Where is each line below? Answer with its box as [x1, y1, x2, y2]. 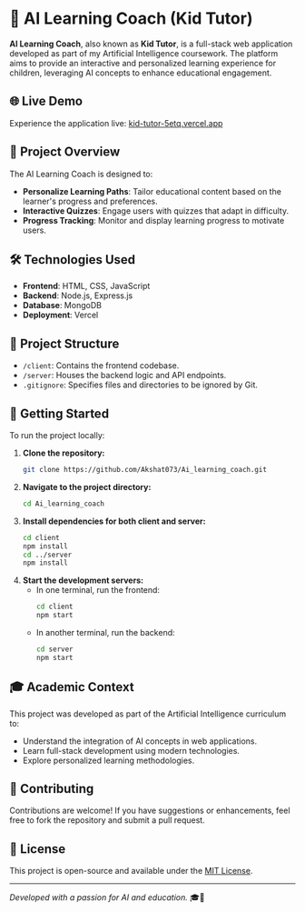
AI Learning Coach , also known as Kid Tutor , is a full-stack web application [9, 38, 293, 49]
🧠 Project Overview [9, 145, 121, 160]
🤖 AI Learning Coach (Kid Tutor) [9, 8, 253, 29]
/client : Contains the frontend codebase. [22, 360, 180, 371]
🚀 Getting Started [9, 406, 110, 421]
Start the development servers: [22, 575, 143, 586]
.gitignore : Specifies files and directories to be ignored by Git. [22, 379, 259, 390]
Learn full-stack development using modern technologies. [22, 745, 241, 756]
